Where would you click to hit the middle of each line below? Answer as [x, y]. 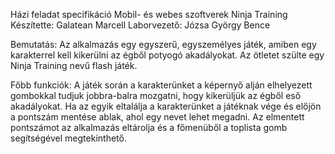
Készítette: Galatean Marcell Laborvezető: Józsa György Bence [140, 25]
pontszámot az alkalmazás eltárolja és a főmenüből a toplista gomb [149, 127]
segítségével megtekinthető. [68, 138]
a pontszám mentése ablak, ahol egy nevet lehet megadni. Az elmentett [157, 117]
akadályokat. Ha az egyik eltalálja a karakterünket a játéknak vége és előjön [166, 106]
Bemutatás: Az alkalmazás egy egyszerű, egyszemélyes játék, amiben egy [163, 44]
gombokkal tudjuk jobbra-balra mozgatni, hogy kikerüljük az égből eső [156, 95]
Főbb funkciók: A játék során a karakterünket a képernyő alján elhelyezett [161, 85]
